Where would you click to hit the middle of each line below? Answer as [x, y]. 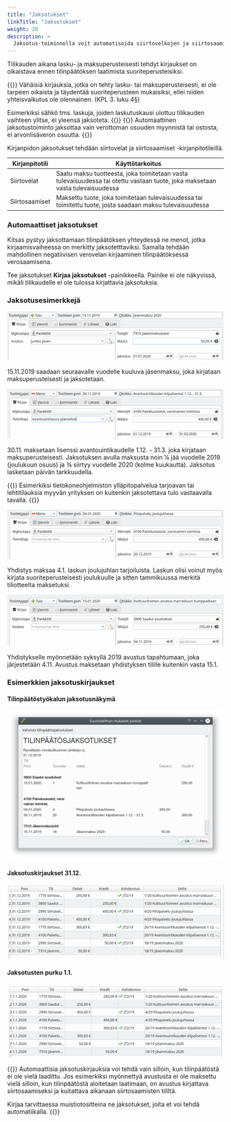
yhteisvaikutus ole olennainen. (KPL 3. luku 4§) [74, 99]
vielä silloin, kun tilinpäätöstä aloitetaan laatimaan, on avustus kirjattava [108, 1084]
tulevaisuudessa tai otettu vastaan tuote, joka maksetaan [136, 181]
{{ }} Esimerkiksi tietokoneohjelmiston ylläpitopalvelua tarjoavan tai [101, 485]
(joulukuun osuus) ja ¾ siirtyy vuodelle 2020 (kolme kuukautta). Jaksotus [111, 465]
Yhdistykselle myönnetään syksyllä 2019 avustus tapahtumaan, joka [103, 657]
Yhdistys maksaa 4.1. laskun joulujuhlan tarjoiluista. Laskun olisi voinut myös [115, 570]
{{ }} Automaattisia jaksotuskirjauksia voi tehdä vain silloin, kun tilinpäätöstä [113, 1069]
